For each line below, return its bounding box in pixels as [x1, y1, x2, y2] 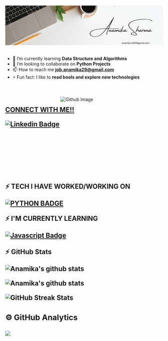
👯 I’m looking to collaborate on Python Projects [12, 61, 111, 67]
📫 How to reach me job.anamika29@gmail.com [12, 66, 114, 72]
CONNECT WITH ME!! [5, 106, 74, 114]
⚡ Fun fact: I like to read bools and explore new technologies [12, 74, 140, 80]
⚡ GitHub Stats [5, 247, 52, 257]
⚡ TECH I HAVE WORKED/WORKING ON [5, 182, 130, 191]
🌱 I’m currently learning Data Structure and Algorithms [12, 56, 127, 61]
